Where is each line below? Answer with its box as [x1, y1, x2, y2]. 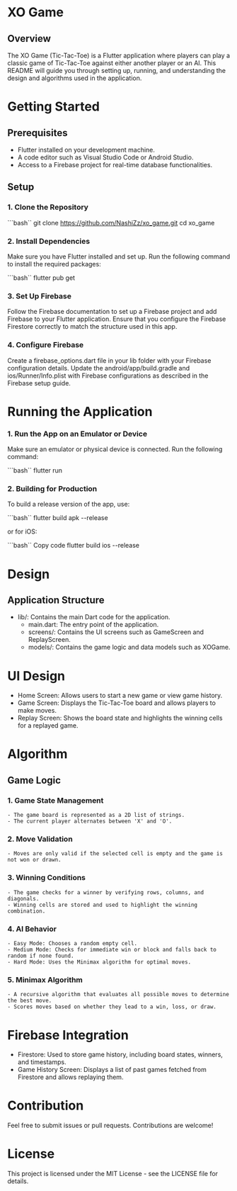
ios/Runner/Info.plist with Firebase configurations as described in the [7, 371, 209, 380]
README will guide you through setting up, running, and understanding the [7, 67, 226, 74]
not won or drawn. [7, 857, 62, 864]
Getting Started [7, 98, 100, 115]
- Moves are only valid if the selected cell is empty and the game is [7, 850, 223, 857]
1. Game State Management [7, 795, 104, 805]
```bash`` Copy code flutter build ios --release [7, 541, 140, 550]
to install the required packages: [7, 259, 101, 268]
